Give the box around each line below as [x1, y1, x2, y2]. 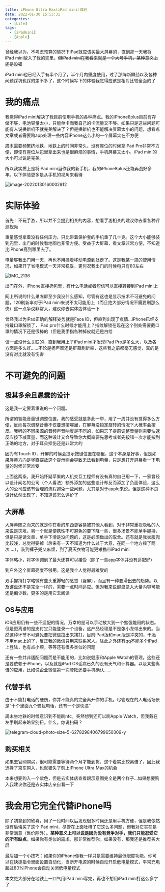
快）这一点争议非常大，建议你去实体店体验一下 [5, 305, 100, 311]
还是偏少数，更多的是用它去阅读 [5, 590, 70, 595]
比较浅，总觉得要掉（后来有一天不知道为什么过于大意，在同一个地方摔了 [5, 540, 151, 546]
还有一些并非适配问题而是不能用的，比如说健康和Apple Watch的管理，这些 [5, 654, 156, 660]
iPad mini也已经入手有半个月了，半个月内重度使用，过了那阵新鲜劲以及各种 [5, 71, 157, 77]
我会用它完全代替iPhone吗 [5, 801, 112, 812]
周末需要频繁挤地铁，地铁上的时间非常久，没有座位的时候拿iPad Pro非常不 [5, 143, 156, 149]
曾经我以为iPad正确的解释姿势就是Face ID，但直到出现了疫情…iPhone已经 [5, 316, 155, 322]
